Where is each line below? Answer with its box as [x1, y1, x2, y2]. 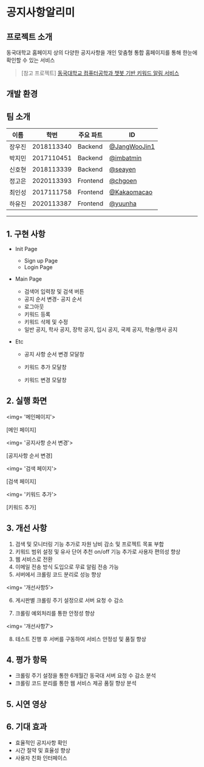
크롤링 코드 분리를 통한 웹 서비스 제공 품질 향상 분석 [15, 679, 137, 687]
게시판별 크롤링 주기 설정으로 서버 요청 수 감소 [15, 596, 124, 604]
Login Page [24, 264, 53, 271]
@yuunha [109, 199, 137, 208]
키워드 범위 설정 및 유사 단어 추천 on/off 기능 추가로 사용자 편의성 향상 [15, 548, 181, 555]
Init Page [15, 246, 38, 253]
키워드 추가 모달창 [24, 363, 67, 371]
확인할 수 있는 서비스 [6, 57, 55, 64]
